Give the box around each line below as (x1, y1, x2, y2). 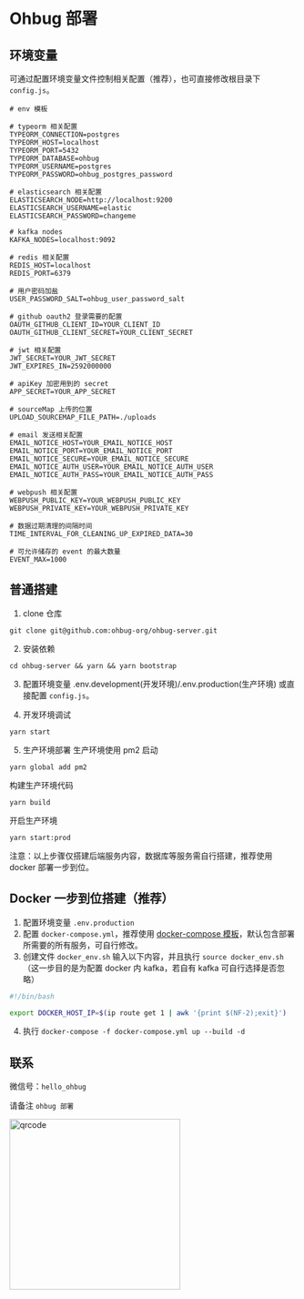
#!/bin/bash (9, 991, 55, 1001)
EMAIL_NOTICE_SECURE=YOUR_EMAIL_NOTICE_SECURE (9, 454, 189, 463)
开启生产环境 (9, 815, 57, 826)
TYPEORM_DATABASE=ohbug (9, 154, 100, 163)
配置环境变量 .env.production (22, 917, 135, 928)
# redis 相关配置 (9, 253, 70, 262)
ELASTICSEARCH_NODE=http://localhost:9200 (9, 196, 173, 205)
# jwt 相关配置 (9, 346, 62, 355)
